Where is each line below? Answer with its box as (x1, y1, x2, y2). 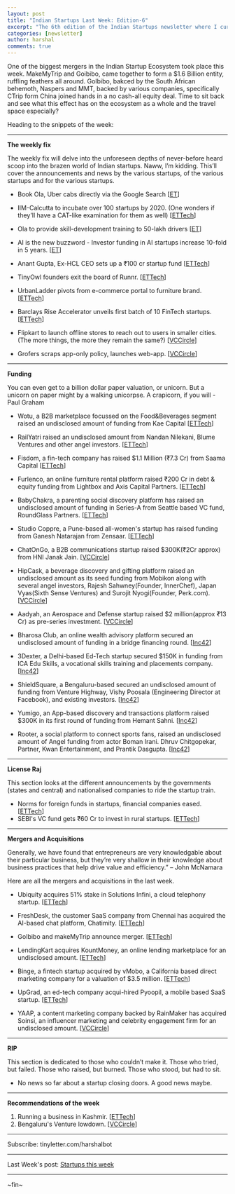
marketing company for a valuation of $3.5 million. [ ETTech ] (17, 975, 191, 982)
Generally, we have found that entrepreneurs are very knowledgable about (7, 848, 222, 856)
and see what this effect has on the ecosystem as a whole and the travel (7, 100, 216, 107)
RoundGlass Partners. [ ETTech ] (17, 511, 108, 519)
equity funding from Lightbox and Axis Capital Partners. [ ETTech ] (17, 482, 206, 491)
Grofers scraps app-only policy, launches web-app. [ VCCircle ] (17, 350, 198, 358)
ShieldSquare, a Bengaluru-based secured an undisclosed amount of (17, 681, 217, 688)
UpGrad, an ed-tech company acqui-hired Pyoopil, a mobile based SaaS (17, 988, 226, 996)
